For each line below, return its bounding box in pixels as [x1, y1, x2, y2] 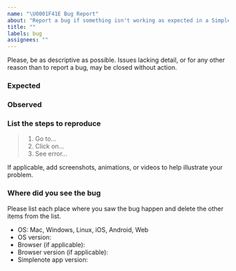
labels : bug [7, 30, 42, 37]
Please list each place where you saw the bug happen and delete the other [7, 204, 223, 213]
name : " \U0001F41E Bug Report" [7, 10, 99, 18]
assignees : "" [7, 37, 49, 44]
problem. [7, 170, 34, 179]
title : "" [7, 23, 37, 30]
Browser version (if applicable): [17, 248, 109, 256]
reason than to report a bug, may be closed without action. [7, 63, 177, 72]
